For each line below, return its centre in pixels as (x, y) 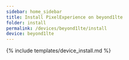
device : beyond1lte (30, 34)
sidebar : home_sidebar (34, 12)
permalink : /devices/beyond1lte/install (57, 28)
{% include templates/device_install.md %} (59, 50)
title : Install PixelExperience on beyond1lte (64, 17)
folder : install (26, 23)
